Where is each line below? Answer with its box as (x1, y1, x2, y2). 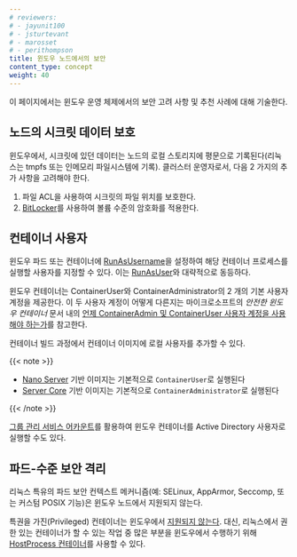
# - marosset (9, 37, 58, 47)
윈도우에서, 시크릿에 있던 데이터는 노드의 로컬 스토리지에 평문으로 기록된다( (9, 150, 268, 161)
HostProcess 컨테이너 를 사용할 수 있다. (9, 538, 146, 549)
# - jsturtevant (9, 29, 69, 38)
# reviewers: (9, 12, 58, 22)
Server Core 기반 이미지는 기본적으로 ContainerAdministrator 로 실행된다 (21, 386, 279, 396)
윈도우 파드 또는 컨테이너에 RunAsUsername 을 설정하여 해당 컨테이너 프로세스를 (9, 256, 288, 267)
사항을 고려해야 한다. (18, 172, 90, 183)
